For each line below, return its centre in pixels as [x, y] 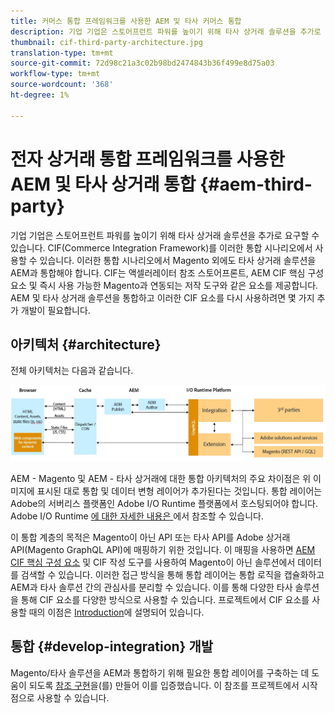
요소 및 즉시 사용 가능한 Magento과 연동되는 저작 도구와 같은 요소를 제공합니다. [164, 285]
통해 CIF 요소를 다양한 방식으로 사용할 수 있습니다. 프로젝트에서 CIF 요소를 [165, 600]
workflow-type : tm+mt [55, 74]
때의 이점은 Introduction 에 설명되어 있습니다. [116, 612]
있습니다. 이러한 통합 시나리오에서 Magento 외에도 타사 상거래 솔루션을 [178, 260]
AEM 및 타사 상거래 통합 [103, 184]
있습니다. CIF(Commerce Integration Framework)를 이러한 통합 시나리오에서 [161, 247]
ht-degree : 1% [40, 95]
